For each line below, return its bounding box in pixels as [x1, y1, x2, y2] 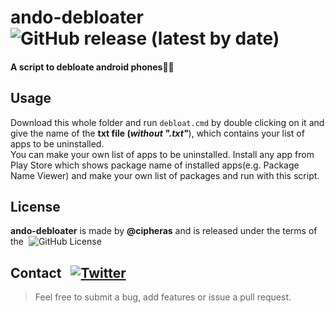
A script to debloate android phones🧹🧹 [10, 61, 175, 73]
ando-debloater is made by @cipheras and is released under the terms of [10, 225, 318, 237]
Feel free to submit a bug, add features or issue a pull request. [34, 291, 292, 303]
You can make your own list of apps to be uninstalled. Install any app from [10, 148, 315, 160]
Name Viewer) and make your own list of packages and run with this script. [10, 169, 320, 181]
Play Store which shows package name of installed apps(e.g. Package [10, 159, 300, 171]
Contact [10, 264, 62, 281]
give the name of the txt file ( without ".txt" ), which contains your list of [10, 127, 305, 139]
